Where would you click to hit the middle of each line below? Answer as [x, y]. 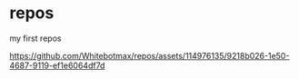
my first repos [35, 38]
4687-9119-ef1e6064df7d [57, 65]
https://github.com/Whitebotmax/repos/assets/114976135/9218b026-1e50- [149, 55]
